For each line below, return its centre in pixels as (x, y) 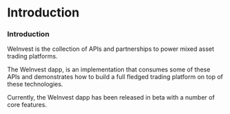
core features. (27, 105)
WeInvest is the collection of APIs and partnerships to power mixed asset (111, 49)
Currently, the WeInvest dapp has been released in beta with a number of (111, 98)
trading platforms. (32, 56)
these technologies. (35, 84)
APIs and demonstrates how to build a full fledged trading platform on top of (115, 77)
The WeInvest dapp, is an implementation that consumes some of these (109, 69)
